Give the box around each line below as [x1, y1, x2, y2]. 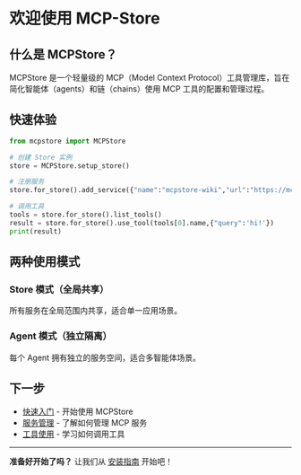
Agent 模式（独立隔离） [9, 330, 112, 342]
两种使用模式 [9, 254, 81, 269]
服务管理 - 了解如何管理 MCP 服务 [21, 418, 148, 428]
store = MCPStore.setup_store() [9, 161, 130, 171]
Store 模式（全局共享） [9, 284, 109, 295]
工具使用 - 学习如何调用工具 [21, 428, 125, 440]
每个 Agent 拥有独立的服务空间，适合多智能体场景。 [9, 352, 202, 363]
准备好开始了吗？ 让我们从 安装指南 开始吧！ [9, 456, 173, 467]
